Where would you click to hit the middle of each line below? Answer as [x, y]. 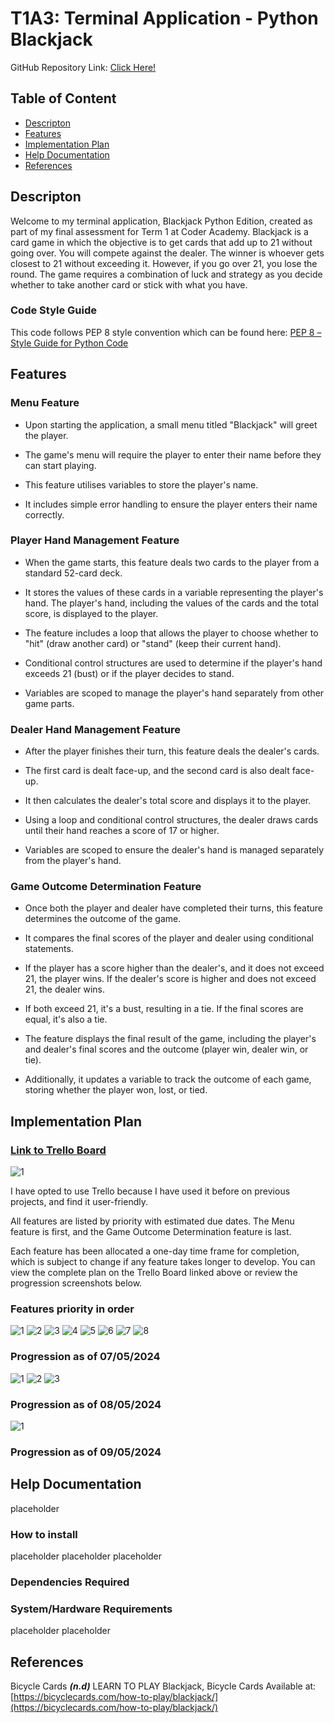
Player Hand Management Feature [95, 540]
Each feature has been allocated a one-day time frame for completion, [155, 1251]
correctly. [44, 514]
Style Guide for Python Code [69, 343]
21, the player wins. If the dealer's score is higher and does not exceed [170, 979]
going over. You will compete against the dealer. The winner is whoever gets [167, 253]
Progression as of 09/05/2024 [86, 1452]
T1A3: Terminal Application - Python [164, 18]
